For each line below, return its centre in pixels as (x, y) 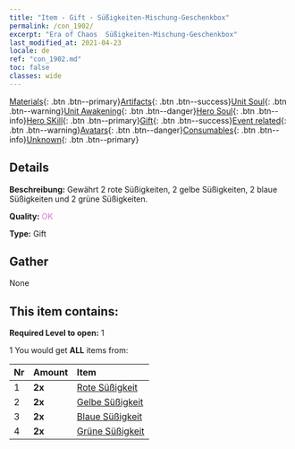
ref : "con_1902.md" (46, 59)
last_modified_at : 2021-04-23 (66, 43)
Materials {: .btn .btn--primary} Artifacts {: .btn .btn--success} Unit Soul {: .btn (148, 101)
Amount (51, 373)
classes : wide (36, 76)
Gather (29, 261)
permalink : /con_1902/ (51, 26)
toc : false (29, 68)
